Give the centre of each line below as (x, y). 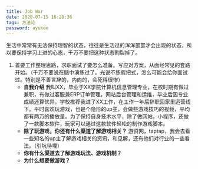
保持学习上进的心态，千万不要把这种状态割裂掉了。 (78, 53)
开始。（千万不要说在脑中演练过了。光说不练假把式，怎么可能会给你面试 (101, 72)
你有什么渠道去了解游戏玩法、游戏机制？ (72, 153)
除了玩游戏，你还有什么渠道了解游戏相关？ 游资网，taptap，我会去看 (107, 131)
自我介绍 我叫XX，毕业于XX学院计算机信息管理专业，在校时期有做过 (106, 87)
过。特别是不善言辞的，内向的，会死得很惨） (69, 80)
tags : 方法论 (21, 22)
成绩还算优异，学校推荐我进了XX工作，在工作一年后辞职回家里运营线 (107, 102)
